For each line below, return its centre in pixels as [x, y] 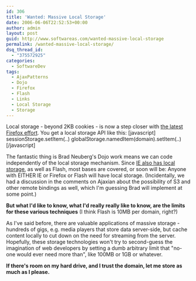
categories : [21, 61]
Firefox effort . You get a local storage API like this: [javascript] [81, 133]
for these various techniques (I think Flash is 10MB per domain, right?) [92, 212]
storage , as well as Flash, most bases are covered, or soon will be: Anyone [96, 169]
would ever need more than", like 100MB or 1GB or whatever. [90, 255]
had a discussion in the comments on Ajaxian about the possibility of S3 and [98, 182]
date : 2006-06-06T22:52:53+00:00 [47, 22]
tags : [13, 72]
